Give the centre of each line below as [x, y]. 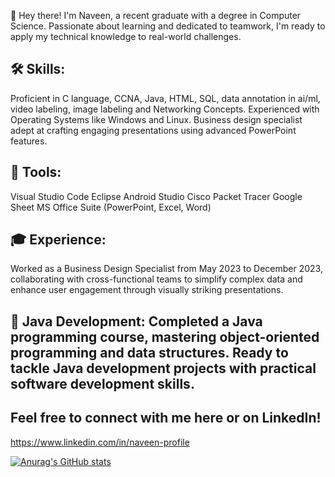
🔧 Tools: [36, 172]
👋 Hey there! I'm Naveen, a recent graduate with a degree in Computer [156, 15]
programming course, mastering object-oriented [165, 336]
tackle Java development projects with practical [163, 368]
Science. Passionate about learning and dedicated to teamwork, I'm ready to [168, 26]
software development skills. [102, 383]
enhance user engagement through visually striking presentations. [147, 290]
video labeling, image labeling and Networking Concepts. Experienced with [165, 109]
